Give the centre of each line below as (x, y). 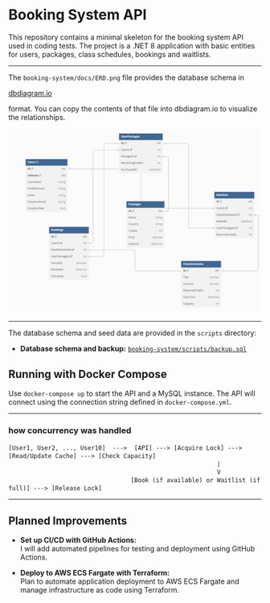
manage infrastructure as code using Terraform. (100, 590)
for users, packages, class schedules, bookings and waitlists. (110, 54)
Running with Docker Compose (88, 374)
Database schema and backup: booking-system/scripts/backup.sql (133, 349)
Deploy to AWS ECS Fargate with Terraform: (95, 573)
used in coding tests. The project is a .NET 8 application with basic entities (132, 45)
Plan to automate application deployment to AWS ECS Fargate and (129, 581)
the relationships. (37, 117)
